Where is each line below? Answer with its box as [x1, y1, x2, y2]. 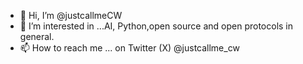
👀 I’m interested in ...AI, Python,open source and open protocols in [19, 20, 294, 32]
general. [19, 31, 55, 42]
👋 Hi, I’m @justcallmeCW [19, 10, 123, 21]
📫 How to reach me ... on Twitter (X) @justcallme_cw [19, 42, 240, 54]
